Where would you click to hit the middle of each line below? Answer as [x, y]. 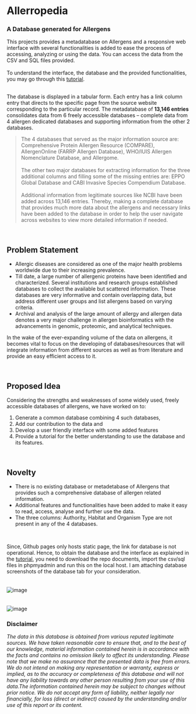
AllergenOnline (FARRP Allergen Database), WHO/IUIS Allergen [96, 152]
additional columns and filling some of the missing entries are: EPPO [103, 176]
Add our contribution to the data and [59, 424]
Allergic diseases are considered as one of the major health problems [99, 264]
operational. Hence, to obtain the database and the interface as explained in [98, 552]
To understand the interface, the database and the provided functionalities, [97, 73]
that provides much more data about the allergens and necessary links [106, 208]
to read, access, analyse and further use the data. [75, 511]
